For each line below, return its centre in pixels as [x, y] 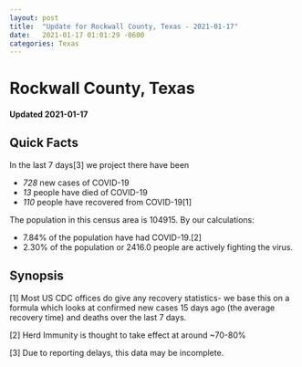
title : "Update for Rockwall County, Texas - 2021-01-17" [124, 26]
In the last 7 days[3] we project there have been [99, 164]
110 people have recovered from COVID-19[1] [107, 202]
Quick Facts [44, 143]
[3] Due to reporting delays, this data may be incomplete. [117, 352]
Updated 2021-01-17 [49, 114]
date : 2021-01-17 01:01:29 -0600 [77, 35]
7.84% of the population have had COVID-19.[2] [112, 237]
